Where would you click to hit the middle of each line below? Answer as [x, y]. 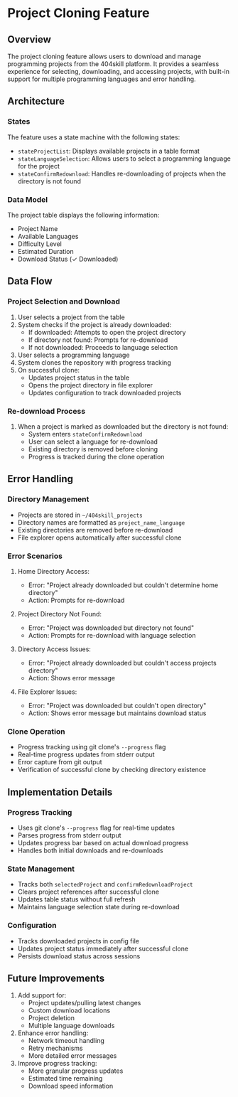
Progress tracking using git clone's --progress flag [92, 747]
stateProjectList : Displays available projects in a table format [109, 151]
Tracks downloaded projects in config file [79, 941]
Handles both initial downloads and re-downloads [90, 850]
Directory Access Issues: [54, 649]
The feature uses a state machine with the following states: [94, 137]
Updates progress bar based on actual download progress [103, 842]
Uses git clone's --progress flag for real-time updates [96, 828]
